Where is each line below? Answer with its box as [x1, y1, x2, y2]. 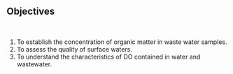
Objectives [6, 6, 55, 17]
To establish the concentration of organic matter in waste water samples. [16, 38, 227, 46]
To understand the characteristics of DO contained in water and [16, 52, 201, 61]
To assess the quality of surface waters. [16, 45, 132, 53]
